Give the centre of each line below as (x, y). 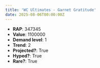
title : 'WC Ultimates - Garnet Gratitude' (51, 10)
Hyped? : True (27, 55)
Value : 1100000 (29, 34)
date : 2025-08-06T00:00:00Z (35, 15)
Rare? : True (25, 61)
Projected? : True (30, 50)
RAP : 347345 (27, 29)
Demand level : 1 (29, 40)
